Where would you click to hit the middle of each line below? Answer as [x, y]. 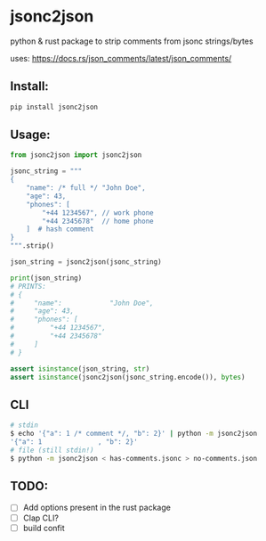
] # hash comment [60, 229]
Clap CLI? [40, 518]
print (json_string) [46, 278]
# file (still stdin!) [52, 450]
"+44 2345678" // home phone [98, 221]
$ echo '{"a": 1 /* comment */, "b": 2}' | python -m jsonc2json [133, 434]
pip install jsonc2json [54, 107]
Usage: [31, 135]
